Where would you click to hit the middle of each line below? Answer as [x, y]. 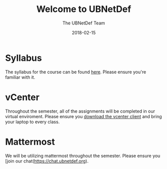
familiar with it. [20, 77]
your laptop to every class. [32, 122]
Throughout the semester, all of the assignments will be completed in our [80, 111]
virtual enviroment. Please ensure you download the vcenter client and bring [83, 116]
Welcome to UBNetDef [84, 9]
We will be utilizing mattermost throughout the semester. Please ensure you [83, 156]
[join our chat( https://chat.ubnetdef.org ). [47, 161]
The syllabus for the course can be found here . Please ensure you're [76, 72]
